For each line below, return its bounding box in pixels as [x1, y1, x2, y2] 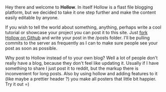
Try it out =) [5, 81, 30, 87]
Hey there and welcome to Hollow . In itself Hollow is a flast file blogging [5, 4, 153, 10]
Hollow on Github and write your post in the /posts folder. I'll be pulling [5, 35, 150, 41]
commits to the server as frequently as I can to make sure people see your [5, 40, 158, 46]
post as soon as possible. [5, 46, 57, 51]
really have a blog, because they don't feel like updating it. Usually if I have [5, 60, 159, 66]
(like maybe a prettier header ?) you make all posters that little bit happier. [5, 76, 157, 82]
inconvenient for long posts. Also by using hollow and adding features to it [5, 71, 158, 76]
